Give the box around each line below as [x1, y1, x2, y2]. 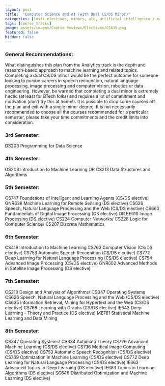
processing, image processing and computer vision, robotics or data [5, 83, 143, 89]
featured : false [5, 30, 38, 35]
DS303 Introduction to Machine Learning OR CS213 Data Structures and [5, 166, 151, 172]
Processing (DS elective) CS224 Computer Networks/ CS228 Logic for [5, 216, 148, 222]
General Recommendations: [5, 51, 74, 58]
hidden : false [5, 35, 34, 40]
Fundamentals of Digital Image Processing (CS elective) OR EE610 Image [5, 211, 152, 217]
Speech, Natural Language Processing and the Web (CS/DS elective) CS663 [5, 206, 160, 211]
